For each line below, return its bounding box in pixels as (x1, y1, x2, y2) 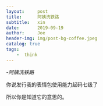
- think (16, 52, 38, 58)
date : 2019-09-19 (6, 24, 64, 31)
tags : (6, 47, 19, 52)
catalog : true (6, 41, 41, 47)
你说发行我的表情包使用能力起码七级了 (6, 81, 98, 88)
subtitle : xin (6, 19, 45, 25)
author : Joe (6, 30, 45, 36)
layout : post (6, 8, 48, 15)
